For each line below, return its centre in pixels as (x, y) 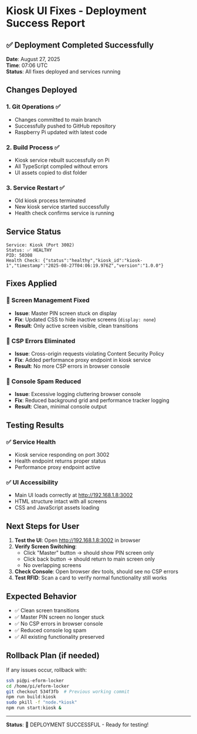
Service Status (34, 231)
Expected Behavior (42, 596)
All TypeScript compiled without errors (61, 166)
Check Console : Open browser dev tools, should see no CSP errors (96, 572)
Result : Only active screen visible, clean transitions (77, 326)
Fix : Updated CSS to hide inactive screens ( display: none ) (85, 319)
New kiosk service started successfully (62, 207)
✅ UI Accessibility (32, 482)
